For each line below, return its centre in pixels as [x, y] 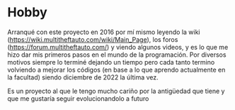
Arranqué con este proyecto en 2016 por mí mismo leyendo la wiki [104, 32]
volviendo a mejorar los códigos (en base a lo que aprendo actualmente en [116, 70]
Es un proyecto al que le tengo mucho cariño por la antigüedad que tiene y [116, 91]
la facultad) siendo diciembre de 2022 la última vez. [83, 77]
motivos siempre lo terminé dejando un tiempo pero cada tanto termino [111, 62]
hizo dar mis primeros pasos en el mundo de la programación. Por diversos [117, 55]
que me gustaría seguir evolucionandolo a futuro [78, 98]
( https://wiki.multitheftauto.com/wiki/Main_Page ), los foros [93, 39]
